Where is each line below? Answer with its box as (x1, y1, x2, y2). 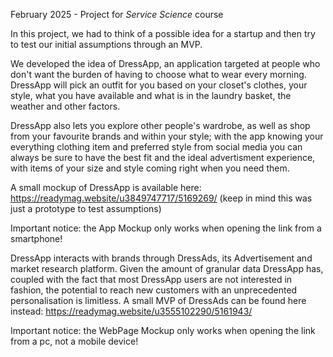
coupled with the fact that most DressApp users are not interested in (10, 274, 293, 285)
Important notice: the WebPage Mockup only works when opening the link (10, 325, 316, 336)
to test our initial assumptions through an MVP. (10, 39, 203, 50)
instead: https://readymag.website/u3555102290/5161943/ (10, 305, 253, 317)
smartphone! (10, 233, 63, 244)
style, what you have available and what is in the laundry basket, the (10, 90, 292, 101)
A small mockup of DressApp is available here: (10, 182, 202, 193)
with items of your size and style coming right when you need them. (10, 162, 290, 174)
